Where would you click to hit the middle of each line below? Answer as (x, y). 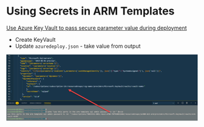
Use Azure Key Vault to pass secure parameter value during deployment (97, 28)
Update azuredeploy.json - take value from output (78, 46)
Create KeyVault (35, 39)
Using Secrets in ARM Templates (90, 11)
